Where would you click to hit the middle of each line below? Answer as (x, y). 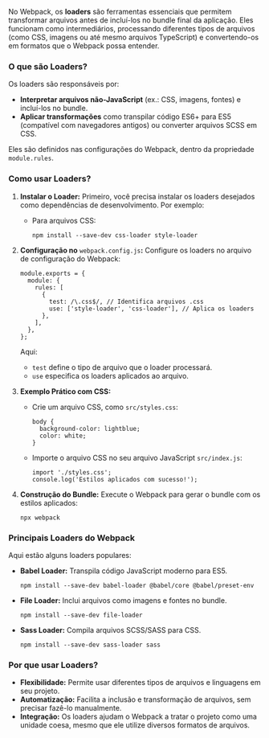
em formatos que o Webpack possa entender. (84, 46)
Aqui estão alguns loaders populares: (70, 555)
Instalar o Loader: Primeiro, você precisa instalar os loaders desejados (137, 196)
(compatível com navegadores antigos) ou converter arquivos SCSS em (138, 125)
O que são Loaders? (48, 66)
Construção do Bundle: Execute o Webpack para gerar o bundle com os (140, 494)
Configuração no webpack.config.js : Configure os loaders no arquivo (136, 250)
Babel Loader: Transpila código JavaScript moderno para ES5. (123, 571)
